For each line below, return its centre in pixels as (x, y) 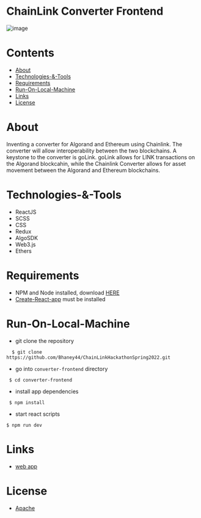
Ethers (23, 251)
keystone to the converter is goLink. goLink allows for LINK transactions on (101, 157)
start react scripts (38, 414)
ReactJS (26, 212)
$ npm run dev (24, 425)
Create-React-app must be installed (60, 299)
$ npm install (27, 402)
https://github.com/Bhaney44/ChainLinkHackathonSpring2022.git (89, 357)
